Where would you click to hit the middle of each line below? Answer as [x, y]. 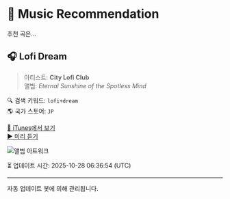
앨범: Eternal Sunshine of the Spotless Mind [85, 85]
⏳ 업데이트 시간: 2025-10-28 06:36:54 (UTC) [69, 165]
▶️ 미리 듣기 [23, 136]
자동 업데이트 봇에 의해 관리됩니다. [53, 188]
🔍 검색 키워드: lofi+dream [43, 100]
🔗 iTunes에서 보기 [31, 128]
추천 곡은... [22, 34]
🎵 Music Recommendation [83, 14]
